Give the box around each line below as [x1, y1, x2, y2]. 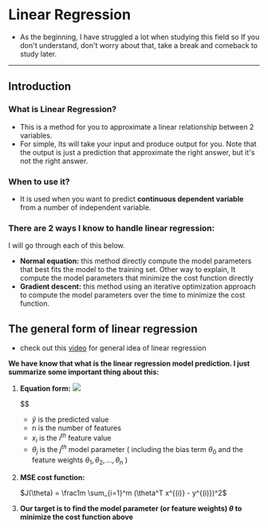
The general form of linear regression [8, 322, 198, 335]
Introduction [8, 80, 72, 94]
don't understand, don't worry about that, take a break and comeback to [19, 40, 258, 50]
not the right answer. [19, 156, 89, 166]
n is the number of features [31, 423, 122, 433]
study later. [19, 49, 57, 58]
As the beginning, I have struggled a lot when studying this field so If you [19, 32, 260, 42]
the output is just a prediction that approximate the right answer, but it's [19, 147, 255, 157]
